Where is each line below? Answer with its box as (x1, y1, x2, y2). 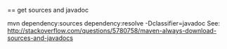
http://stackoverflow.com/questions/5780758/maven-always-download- (7, 27, 216, 35)
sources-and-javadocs (7, 34, 74, 42)
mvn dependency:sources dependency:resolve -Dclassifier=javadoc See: (7, 19, 220, 27)
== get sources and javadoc (7, 6, 89, 14)
